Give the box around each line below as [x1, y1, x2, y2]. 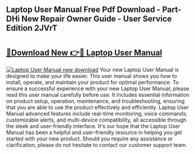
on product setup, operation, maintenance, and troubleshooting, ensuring [6, 97, 185, 104]
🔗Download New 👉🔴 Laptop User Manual [6, 47, 162, 58]
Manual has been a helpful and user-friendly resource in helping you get [6, 129, 182, 136]
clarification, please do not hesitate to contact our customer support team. [6, 142, 187, 148]
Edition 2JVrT [6, 23, 58, 33]
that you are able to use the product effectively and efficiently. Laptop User [6, 104, 189, 111]
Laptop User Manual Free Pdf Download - [6, 5, 161, 15]
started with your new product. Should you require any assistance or [6, 135, 173, 142]
